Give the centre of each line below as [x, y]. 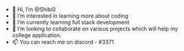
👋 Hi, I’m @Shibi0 [34, 9]
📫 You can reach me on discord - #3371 [63, 42]
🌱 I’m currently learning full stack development [71, 22]
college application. [37, 35]
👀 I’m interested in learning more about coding [70, 16]
